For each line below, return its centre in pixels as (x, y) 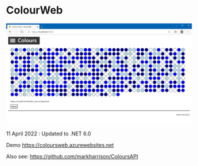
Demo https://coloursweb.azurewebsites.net (60, 145)
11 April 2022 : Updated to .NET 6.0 (49, 134)
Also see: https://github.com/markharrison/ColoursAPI (72, 156)
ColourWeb (34, 10)
